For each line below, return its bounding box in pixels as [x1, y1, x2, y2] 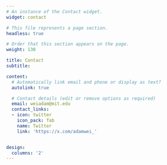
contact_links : [11, 106, 50, 113]
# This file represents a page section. [6, 25, 109, 31]
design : [6, 144, 26, 150]
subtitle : [6, 63, 31, 69]
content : [6, 74, 28, 80]
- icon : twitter [11, 112, 52, 118]
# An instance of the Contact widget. [6, 8, 103, 15]
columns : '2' [11, 150, 44, 156]
